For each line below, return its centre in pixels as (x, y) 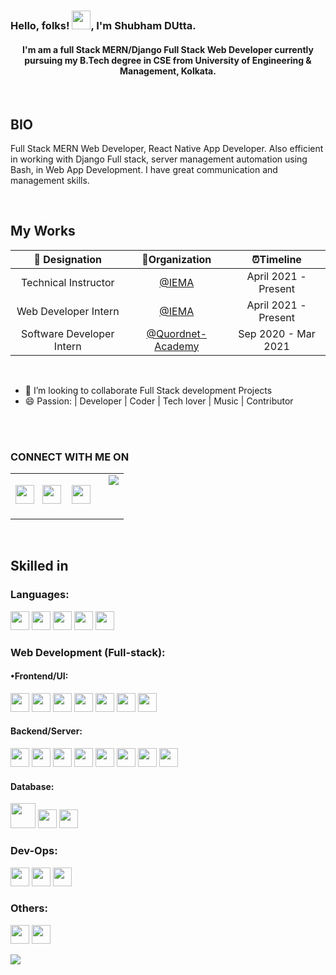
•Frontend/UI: (39, 676)
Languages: (40, 595)
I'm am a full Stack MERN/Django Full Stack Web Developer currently (168, 49)
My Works (43, 231)
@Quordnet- (177, 333)
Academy (177, 346)
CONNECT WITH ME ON (70, 457)
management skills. (50, 180)
